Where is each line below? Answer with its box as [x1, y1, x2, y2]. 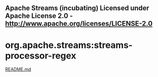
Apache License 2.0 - [5, 12, 73, 20]
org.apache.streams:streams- [5, 39, 133, 51]
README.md [5, 67, 31, 73]
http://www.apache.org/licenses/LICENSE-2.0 [5, 19, 153, 28]
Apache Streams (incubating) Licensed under [5, 4, 150, 12]
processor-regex [5, 50, 77, 61]
